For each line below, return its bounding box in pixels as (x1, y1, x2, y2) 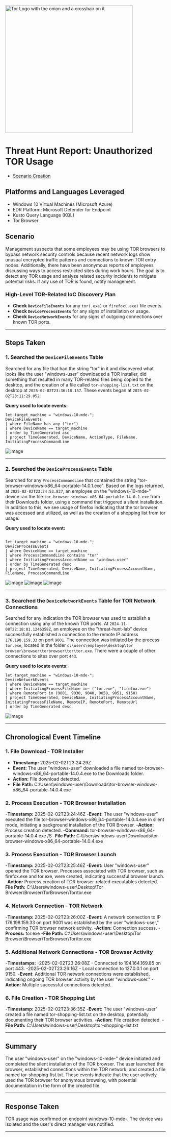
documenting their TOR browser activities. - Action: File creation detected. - (5, 1017, 164, 1023)
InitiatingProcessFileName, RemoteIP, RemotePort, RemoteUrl (5, 699, 138, 705)
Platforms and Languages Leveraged (5, 187, 125, 196)
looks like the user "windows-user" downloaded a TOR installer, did (5, 371, 147, 377)
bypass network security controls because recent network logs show (5, 251, 151, 257)
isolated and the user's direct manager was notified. (5, 1121, 115, 1127)
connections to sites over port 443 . (5, 653, 78, 659)
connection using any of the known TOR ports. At (5, 620, 108, 627)
